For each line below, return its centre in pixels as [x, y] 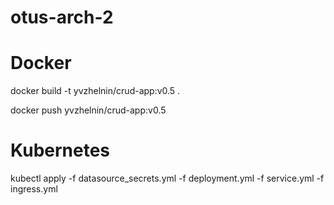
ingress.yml [34, 189]
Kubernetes [60, 150]
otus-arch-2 [62, 17]
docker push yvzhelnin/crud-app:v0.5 [88, 110]
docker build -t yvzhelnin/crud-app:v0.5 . [95, 91]
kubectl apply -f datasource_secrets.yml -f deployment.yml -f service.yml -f [167, 178]
